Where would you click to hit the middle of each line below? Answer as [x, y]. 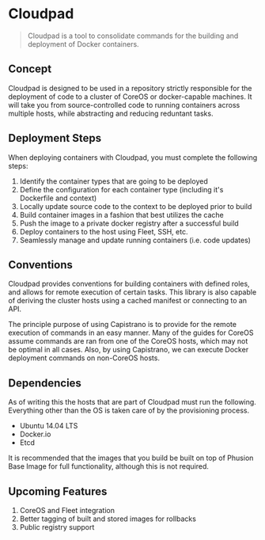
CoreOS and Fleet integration [67, 510]
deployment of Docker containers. [83, 44]
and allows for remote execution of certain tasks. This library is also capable [132, 292]
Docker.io [35, 434]
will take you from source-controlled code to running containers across [124, 105]
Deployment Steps [55, 138]
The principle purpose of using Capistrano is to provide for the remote [123, 325]
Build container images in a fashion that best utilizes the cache [121, 215]
